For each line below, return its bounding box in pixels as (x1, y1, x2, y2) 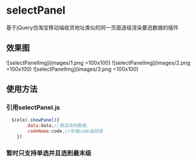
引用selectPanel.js (6, 103, 61, 112)
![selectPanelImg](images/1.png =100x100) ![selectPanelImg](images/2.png (6, 59, 191, 66)
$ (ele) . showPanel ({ (11, 117, 60, 123)
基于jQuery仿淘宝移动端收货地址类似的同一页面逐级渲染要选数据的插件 (6, 24, 179, 31)
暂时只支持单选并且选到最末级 (6, 149, 92, 157)
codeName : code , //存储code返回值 (27, 128, 103, 134)
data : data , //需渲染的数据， (27, 123, 91, 129)
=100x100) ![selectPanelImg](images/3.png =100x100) (6, 65, 139, 72)
